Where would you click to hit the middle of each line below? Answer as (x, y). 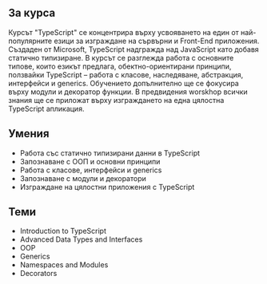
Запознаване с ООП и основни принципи (90, 161)
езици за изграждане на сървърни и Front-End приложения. (157, 41)
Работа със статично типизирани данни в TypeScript (110, 153)
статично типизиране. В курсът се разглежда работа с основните (121, 57)
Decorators (38, 274)
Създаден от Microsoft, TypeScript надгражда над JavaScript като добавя (134, 49)
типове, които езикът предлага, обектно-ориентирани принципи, (120, 66)
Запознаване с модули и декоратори (83, 178)
